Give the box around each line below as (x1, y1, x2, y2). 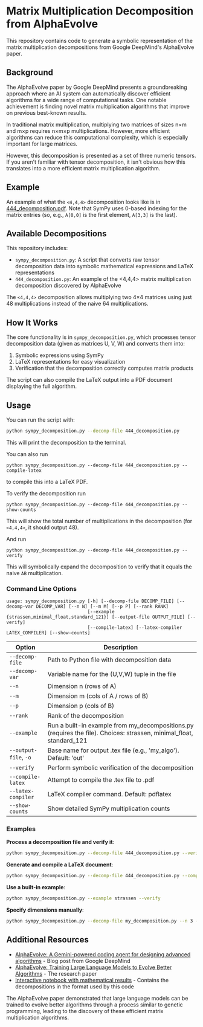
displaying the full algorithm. (6, 382, 77, 390)
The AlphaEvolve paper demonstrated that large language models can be (6, 994, 188, 1002)
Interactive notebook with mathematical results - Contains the (14, 976, 169, 984)
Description (103, 643, 138, 652)
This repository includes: (6, 245, 68, 252)
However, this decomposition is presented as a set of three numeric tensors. (6, 152, 196, 159)
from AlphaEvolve (6, 17, 98, 31)
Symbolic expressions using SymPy (14, 352, 104, 359)
